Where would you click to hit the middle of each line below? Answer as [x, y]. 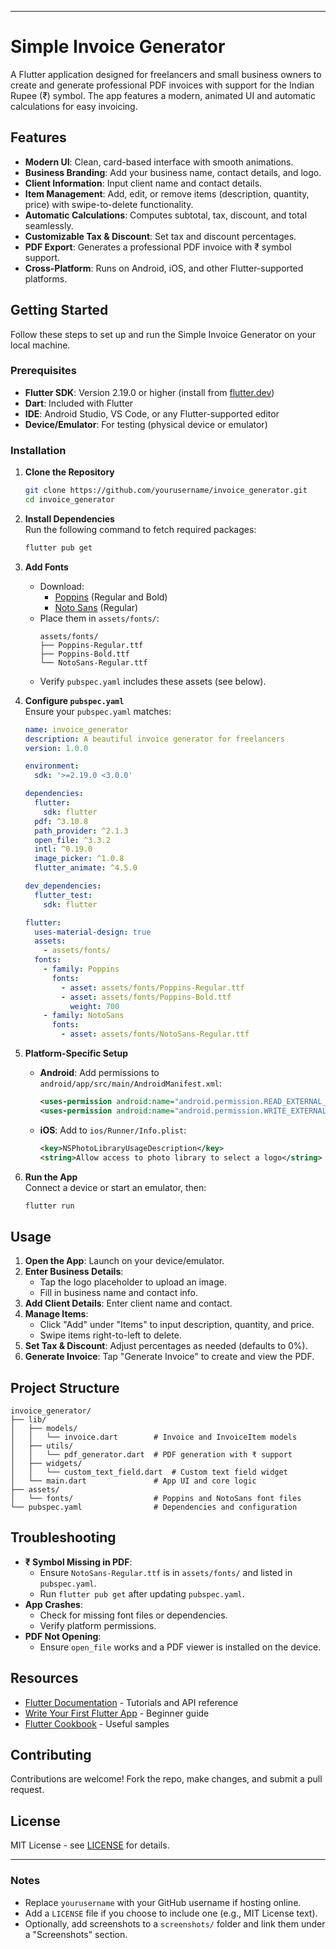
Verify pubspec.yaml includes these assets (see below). [153, 681]
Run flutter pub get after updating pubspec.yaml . [142, 1593]
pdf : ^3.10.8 [61, 821]
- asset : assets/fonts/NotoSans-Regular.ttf [155, 1034]
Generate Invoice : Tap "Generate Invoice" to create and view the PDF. [169, 1357]
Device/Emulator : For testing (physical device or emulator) [146, 424]
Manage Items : [56, 1314]
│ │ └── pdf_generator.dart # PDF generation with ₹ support [151, 1455]
